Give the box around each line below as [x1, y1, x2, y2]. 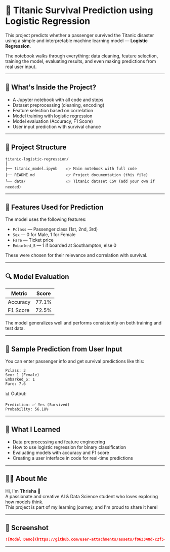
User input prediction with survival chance [12, 123, 101, 129]
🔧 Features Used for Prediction [5, 203, 104, 211]
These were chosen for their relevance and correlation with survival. [5, 252, 148, 258]
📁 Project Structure [5, 143, 67, 152]
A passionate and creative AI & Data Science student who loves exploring [5, 493, 158, 499]
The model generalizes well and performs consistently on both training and [5, 320, 162, 326]
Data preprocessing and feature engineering [12, 439, 105, 445]
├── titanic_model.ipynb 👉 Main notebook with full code [5, 166, 137, 171]
